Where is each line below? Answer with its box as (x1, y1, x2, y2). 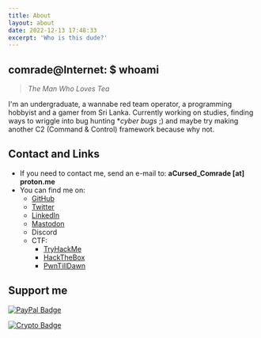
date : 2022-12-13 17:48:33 (8, 26, 97, 34)
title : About (8, 11, 51, 20)
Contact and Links (8, 147, 100, 161)
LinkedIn (31, 211, 60, 220)
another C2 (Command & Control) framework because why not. (8, 124, 215, 135)
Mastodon (31, 218, 65, 228)
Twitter (31, 202, 55, 211)
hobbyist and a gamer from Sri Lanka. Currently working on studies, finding (8, 108, 254, 117)
